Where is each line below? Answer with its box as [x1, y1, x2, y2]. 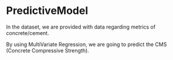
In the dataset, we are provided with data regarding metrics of [6, 23, 156, 30]
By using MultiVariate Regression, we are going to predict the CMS [6, 41, 167, 48]
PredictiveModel [6, 4, 89, 17]
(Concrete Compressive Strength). [6, 47, 89, 54]
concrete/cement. [6, 29, 49, 36]
